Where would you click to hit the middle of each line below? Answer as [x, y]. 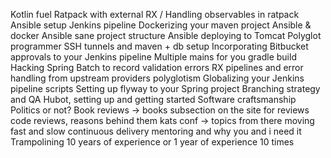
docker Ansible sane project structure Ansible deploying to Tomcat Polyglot [166, 35]
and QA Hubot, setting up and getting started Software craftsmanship [153, 99]
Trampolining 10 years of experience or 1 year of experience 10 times [152, 142]
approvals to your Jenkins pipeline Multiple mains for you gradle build [153, 57]
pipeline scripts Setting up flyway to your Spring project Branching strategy [165, 88]
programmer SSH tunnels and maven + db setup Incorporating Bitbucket [159, 46]
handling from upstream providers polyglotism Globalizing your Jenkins [157, 78]
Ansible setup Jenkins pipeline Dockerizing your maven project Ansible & [161, 25]
